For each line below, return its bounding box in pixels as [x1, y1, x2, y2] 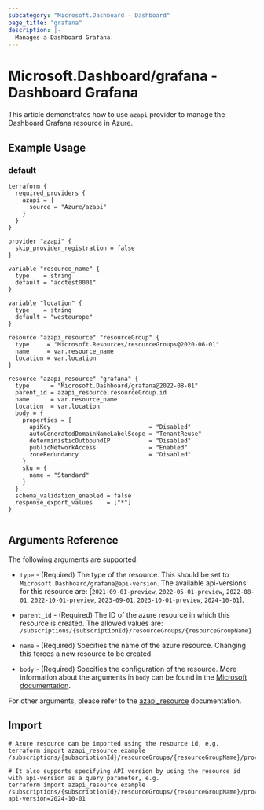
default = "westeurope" [15, 313, 93, 321]
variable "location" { [8, 299, 82, 307]
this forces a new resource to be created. [19, 649, 153, 658]
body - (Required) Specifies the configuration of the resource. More [19, 664, 237, 673]
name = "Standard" [28, 471, 90, 479]
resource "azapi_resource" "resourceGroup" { [8, 333, 159, 342]
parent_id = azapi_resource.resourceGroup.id [15, 388, 167, 397]
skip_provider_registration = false [15, 244, 135, 252]
